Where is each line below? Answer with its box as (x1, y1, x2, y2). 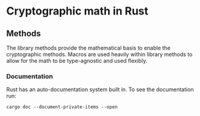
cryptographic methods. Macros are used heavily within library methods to (6, 51, 193, 58)
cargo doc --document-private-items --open (6, 104, 118, 110)
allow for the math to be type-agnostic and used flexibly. (6, 57, 147, 64)
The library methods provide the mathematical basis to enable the (6, 44, 171, 51)
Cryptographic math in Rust (6, 4, 148, 18)
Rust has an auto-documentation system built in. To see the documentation (6, 86, 194, 93)
